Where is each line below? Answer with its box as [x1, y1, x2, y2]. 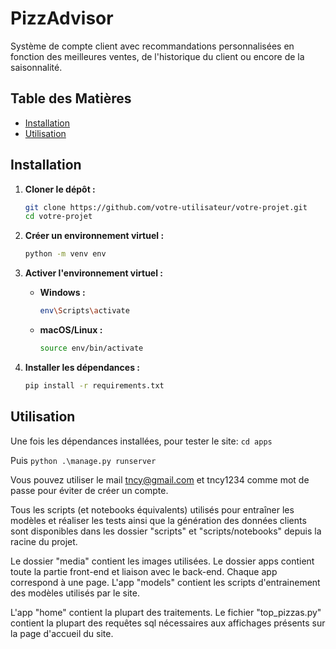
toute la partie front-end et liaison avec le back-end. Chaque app [10, 565, 278, 577]
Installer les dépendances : [24, 361, 140, 373]
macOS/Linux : [39, 324, 103, 336]
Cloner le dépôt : [24, 183, 96, 195]
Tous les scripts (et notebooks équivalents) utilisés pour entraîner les [10, 503, 295, 516]
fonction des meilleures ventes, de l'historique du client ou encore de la [10, 50, 305, 62]
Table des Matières [10, 90, 132, 107]
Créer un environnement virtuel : [24, 230, 165, 242]
